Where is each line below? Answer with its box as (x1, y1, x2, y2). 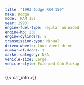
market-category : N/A (5, 52, 49, 57)
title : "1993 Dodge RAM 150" (5, 7, 64, 12)
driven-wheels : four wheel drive (5, 43, 73, 48)
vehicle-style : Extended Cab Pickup (5, 61, 79, 66)
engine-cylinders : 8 (5, 34, 47, 39)
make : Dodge (5, 12, 29, 17)
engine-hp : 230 (5, 30, 36, 34)
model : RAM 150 (5, 16, 36, 21)
